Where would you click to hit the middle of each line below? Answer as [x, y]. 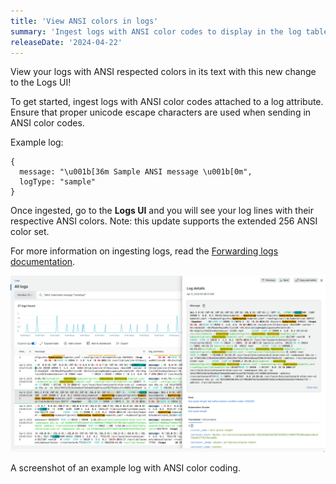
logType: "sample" [58, 182]
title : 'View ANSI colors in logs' [84, 21]
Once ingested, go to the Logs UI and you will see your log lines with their [162, 211]
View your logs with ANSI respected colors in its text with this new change [163, 72]
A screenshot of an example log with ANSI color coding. [125, 467]
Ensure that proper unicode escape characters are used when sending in [161, 112]
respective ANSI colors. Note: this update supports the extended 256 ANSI [164, 221]
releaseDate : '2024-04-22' [66, 42]
